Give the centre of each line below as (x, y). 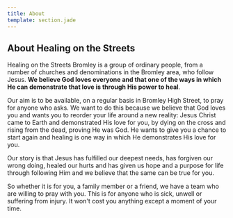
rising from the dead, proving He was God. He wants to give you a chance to (117, 130)
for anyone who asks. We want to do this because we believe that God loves (116, 108)
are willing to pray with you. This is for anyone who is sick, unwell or (105, 194)
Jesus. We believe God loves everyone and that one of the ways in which (114, 80)
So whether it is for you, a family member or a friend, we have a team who (113, 186)
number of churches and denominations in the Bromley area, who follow (111, 72)
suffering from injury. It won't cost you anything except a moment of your (112, 201)
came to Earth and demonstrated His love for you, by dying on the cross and (116, 123)
